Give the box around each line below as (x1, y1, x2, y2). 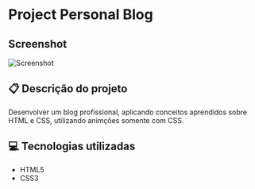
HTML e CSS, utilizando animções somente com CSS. (8, 115, 184, 125)
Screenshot (8, 37, 68, 51)
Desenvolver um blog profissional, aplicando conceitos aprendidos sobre (8, 107, 248, 117)
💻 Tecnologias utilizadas (8, 140, 136, 153)
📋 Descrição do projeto (8, 82, 128, 96)
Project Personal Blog (8, 6, 153, 24)
